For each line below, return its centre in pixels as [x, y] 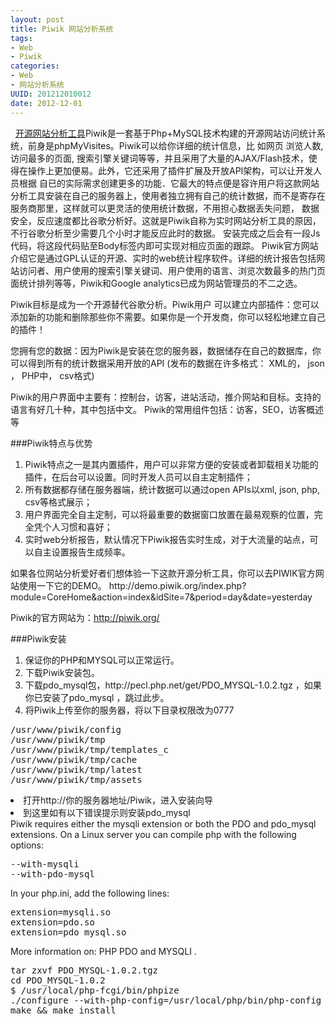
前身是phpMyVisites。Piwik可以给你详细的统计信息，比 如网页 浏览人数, [175, 145]
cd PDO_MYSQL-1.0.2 [58, 980]
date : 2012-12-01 [46, 103]
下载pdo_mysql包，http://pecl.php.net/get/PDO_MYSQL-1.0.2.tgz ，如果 [173, 685]
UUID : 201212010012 [51, 94]
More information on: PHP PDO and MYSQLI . [103, 951]
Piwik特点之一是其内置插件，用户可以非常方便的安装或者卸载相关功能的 [171, 464]
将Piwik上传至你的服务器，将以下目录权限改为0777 [129, 710]
